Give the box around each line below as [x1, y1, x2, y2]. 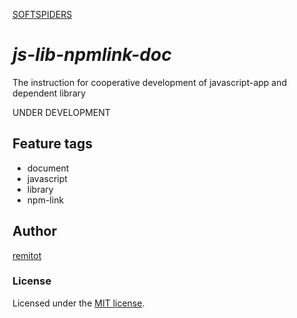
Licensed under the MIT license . [12, 297, 145, 309]
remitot [12, 249, 42, 261]
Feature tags [12, 135, 93, 153]
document [26, 162, 70, 174]
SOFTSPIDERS [12, 9, 73, 20]
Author [12, 223, 57, 240]
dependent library [12, 87, 87, 99]
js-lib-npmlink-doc [12, 44, 172, 66]
